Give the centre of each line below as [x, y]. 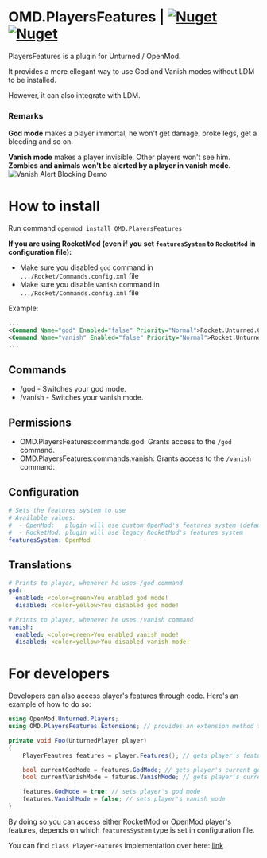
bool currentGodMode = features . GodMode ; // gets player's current [136, 770]
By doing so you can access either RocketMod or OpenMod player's [120, 821]
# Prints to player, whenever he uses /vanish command [101, 620]
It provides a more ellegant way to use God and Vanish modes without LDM [132, 71]
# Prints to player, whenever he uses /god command [95, 583]
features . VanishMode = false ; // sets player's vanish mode [124, 799]
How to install [54, 206]
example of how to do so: [50, 704]
